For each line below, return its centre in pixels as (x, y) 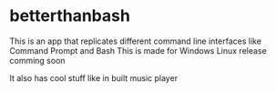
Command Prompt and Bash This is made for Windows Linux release (138, 50)
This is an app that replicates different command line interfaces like (136, 41)
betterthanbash (70, 16)
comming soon (37, 60)
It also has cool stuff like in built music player (94, 77)
